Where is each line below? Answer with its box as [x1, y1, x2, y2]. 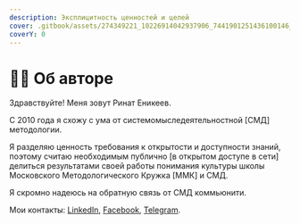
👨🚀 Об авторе [9, 68, 114, 88]
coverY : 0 [9, 29, 46, 38]
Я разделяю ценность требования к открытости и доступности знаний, [9, 142, 281, 153]
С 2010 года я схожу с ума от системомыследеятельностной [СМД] [9, 115, 271, 126]
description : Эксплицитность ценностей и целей [9, 12, 190, 22]
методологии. [9, 124, 62, 135]
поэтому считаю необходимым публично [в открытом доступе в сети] [9, 151, 279, 162]
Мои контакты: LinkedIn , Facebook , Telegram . [9, 204, 181, 215]
